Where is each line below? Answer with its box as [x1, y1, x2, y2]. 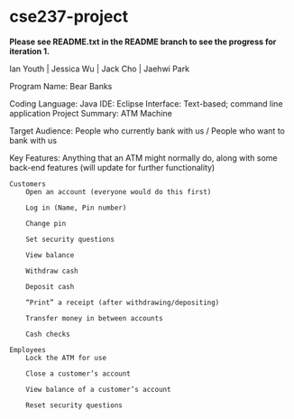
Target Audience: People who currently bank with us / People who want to [9, 125, 286, 136]
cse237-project [9, 6, 129, 27]
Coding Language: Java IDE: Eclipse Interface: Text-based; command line [9, 98, 283, 109]
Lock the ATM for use [25, 353, 106, 362]
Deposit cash [25, 282, 75, 291]
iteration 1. [9, 45, 51, 56]
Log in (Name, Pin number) [25, 203, 127, 212]
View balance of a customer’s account [25, 385, 171, 394]
